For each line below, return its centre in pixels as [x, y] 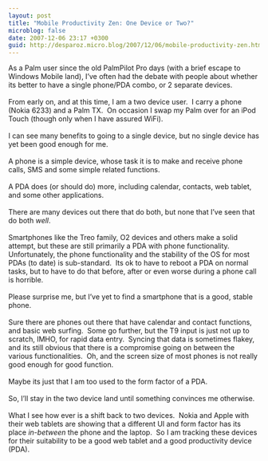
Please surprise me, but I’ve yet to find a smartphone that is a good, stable [131, 297]
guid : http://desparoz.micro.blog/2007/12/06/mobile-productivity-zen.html [137, 45]
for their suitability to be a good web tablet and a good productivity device [130, 441]
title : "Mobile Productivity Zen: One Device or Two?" [101, 23]
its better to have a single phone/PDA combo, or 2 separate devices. [120, 85]
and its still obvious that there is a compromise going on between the [122, 348]
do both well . [30, 221]
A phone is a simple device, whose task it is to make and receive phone [126, 161]
